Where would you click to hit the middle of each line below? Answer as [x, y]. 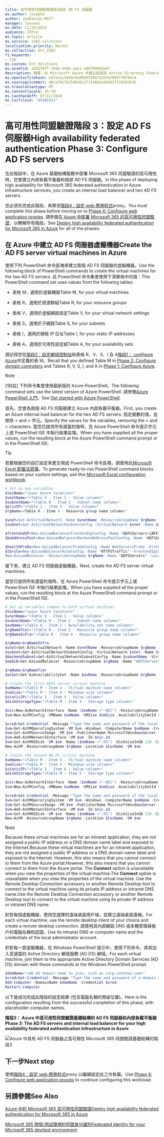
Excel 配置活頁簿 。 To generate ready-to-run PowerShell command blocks [79, 469]
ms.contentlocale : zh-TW [30, 91]
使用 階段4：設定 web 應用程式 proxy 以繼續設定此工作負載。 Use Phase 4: [79, 1074]
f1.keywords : [18, 55]
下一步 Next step [30, 1062]
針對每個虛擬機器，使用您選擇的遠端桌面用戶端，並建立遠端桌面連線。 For [79, 915]
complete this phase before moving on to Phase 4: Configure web [71, 211]
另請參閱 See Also [32, 1096]
